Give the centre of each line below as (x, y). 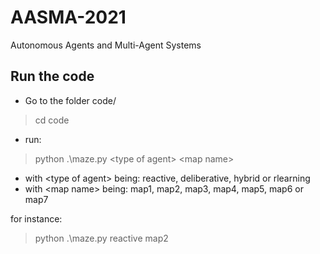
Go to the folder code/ (70, 100)
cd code (52, 120)
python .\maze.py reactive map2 (101, 238)
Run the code (52, 76)
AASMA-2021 (68, 17)
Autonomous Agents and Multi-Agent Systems (106, 45)
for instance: (36, 218)
